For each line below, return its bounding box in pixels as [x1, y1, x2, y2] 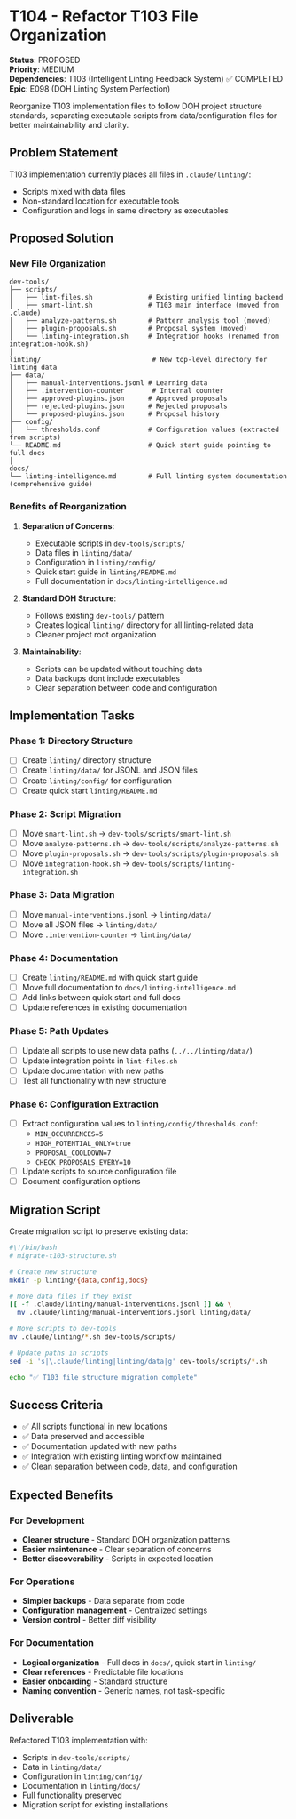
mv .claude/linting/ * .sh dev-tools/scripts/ [9, 1333, 176, 1342]
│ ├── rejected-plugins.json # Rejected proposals [9, 402, 228, 411]
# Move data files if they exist [9, 1292, 133, 1301]
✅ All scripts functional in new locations [21, 1421, 168, 1432]
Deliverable [9, 1711, 74, 1727]
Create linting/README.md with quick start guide [21, 972, 198, 982]
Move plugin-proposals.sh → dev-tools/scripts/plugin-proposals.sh [21, 848, 279, 859]
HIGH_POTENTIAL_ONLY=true [35, 1140, 131, 1149]
